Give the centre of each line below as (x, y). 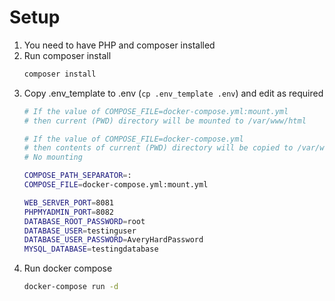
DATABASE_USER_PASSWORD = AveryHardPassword (113, 240)
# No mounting (53, 157)
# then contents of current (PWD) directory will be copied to (158, 148)
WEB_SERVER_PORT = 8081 (68, 202)
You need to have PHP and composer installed (119, 45)
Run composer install (67, 55)
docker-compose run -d (71, 287)
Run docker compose (68, 268)
